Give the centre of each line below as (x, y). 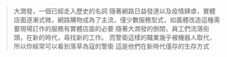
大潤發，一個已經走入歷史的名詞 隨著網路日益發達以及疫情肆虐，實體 (114, 11)
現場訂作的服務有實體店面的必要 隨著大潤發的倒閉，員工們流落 (111, 28)
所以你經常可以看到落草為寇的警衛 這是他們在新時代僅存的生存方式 (111, 46)
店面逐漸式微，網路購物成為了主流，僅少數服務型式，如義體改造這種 (113, 20)
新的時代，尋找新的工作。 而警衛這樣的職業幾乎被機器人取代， (124, 37)
